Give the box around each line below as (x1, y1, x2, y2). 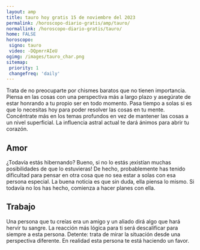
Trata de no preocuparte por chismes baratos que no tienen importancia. (6, 87, 187, 94)
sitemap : (6, 59, 28, 65)
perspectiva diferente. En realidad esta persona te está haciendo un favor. (6, 237, 189, 244)
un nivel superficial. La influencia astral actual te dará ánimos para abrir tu (6, 119, 189, 127)
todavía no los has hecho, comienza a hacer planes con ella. (6, 184, 156, 192)
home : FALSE (6, 31, 36, 37)
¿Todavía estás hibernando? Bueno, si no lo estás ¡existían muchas (6, 159, 171, 166)
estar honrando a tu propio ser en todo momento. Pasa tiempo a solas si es (6, 100, 192, 107)
